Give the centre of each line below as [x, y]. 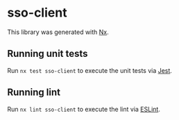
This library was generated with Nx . [58, 32]
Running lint [34, 93]
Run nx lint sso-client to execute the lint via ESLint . [84, 109]
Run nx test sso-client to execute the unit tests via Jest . [89, 70]
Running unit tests [48, 54]
